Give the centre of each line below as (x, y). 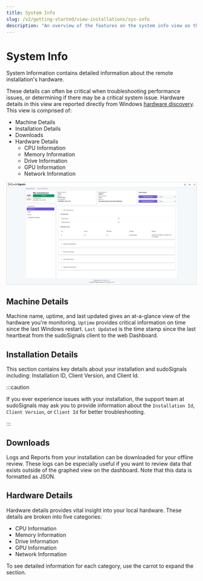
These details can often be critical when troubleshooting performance (93, 91)
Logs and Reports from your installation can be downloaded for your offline (100, 457)
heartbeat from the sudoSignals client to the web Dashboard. (82, 336)
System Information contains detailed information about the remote (90, 73)
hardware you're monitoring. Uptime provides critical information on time (96, 323)
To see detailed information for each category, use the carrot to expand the (100, 566)
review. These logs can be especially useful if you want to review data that (99, 463)
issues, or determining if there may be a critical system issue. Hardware (95, 98)
